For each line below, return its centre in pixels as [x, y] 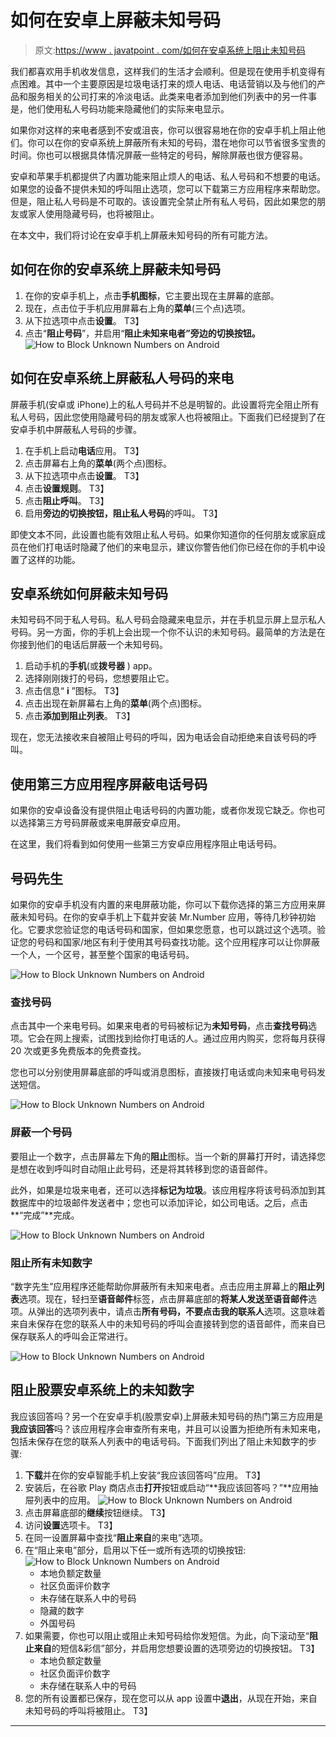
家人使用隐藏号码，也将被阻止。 [93, 213]
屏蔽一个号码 [41, 1133]
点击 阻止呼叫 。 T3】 [67, 500]
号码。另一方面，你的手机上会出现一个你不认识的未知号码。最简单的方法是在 [168, 632]
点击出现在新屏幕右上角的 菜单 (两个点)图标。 [116, 703]
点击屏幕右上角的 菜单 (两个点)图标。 [98, 463]
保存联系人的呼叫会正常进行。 [71, 1336]
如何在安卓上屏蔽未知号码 [116, 20]
